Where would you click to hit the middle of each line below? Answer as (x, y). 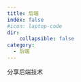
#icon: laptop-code (35, 26)
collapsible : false (47, 39)
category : (21, 45)
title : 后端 (23, 13)
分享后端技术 (25, 72)
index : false (26, 20)
